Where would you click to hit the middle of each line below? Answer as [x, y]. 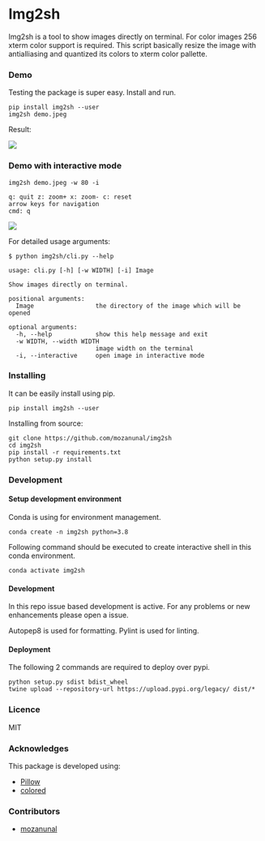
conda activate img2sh [47, 570]
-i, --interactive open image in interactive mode [110, 355]
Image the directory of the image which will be [128, 306]
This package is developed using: [64, 766]
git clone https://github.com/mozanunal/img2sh [90, 438]
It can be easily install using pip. [62, 393]
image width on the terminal [145, 348]
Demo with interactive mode [65, 165]
